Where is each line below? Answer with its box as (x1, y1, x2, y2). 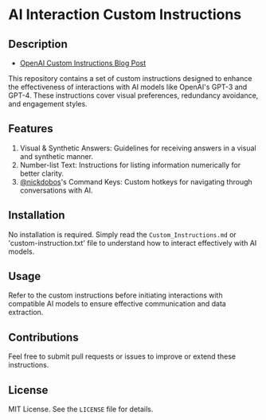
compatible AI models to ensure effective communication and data (8, 299, 227, 309)
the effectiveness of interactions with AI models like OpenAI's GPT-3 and (8, 82, 248, 91)
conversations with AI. (19, 185, 93, 195)
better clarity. (19, 169, 65, 178)
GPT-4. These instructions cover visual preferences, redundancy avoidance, (8, 91, 259, 100)
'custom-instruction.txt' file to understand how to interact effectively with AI (8, 238, 257, 247)
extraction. (8, 308, 44, 317)
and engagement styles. (8, 99, 88, 108)
